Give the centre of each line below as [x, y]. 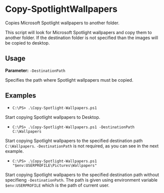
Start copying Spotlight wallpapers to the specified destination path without [82, 175]
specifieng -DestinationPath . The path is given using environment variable [81, 180]
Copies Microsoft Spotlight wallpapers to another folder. [62, 23]
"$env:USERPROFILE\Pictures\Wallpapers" [55, 165]
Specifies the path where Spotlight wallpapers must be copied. [69, 80]
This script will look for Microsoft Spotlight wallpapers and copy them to [79, 32]
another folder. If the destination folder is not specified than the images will [82, 38]
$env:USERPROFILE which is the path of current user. [57, 185]
